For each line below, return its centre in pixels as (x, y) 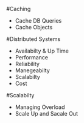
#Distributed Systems (33, 39)
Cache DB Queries (38, 20)
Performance (32, 57)
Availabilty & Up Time (42, 51)
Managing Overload (40, 107)
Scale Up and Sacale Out (46, 114)
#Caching (19, 9)
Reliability (27, 64)
